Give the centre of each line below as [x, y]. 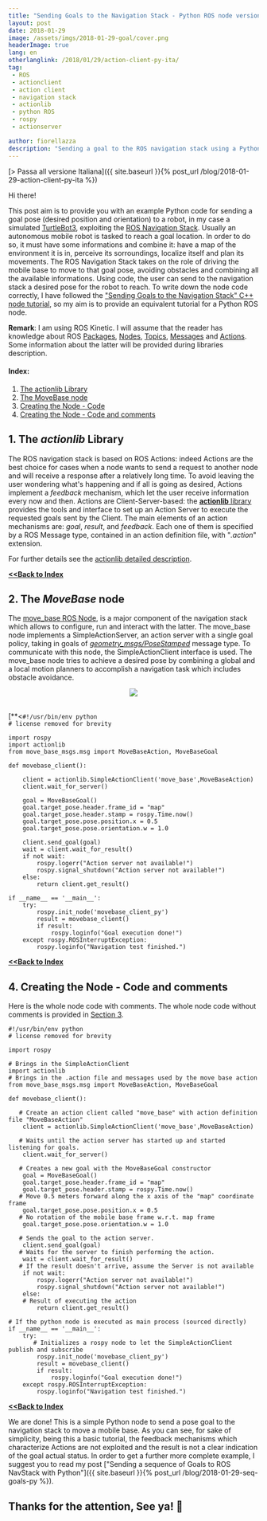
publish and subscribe [46, 1350]
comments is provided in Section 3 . [66, 1015]
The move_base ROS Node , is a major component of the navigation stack [128, 618]
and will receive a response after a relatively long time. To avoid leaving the [131, 476]
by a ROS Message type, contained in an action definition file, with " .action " [132, 535]
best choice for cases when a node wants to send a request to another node [133, 467]
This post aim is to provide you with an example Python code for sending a [130, 210]
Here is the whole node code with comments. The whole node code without [132, 1006]
